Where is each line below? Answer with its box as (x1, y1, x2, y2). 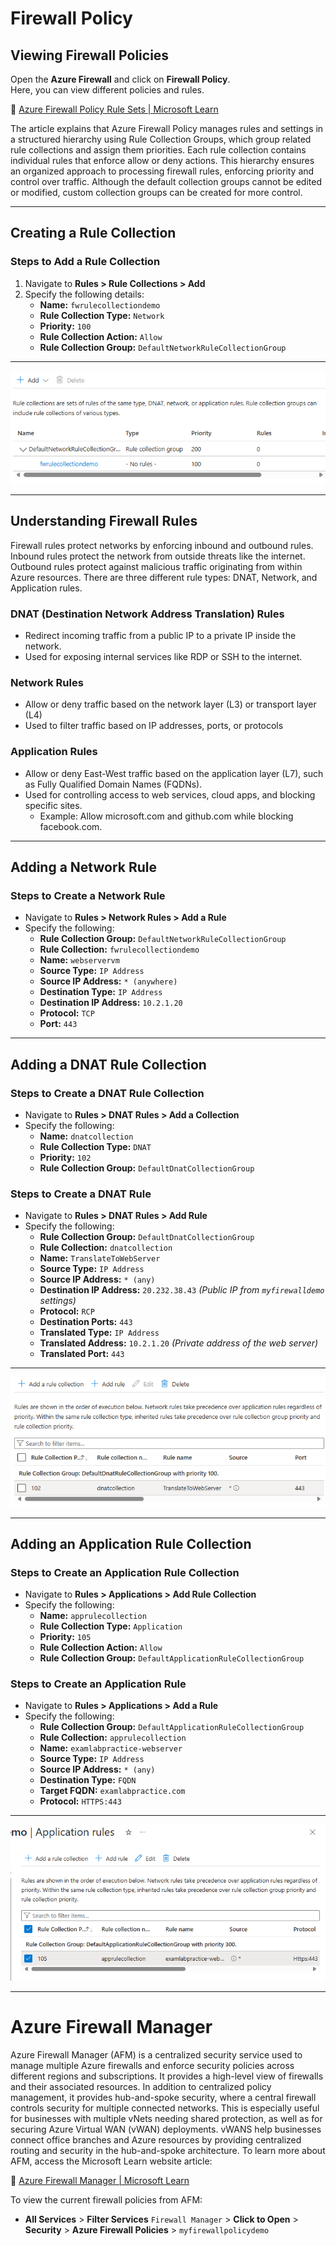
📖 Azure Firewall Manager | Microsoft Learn (10, 2174, 190, 2186)
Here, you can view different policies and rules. (10, 84, 205, 96)
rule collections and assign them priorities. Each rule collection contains (10, 144, 307, 156)
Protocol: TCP (39, 1007, 95, 1019)
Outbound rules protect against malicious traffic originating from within (10, 560, 303, 572)
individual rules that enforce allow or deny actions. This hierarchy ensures (10, 155, 315, 166)
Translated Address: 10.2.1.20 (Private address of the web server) (39, 1337, 319, 1349)
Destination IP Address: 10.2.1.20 (39, 997, 183, 1009)
